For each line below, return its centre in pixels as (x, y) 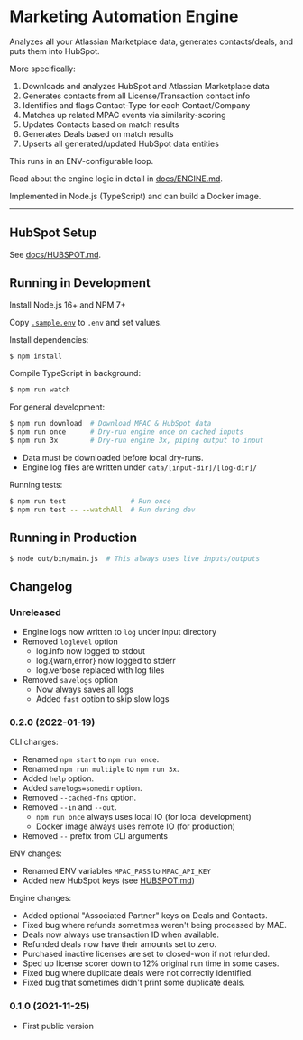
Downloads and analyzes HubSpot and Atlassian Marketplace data (146, 86)
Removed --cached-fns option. (79, 798)
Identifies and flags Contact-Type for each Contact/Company (136, 105)
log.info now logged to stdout (91, 651)
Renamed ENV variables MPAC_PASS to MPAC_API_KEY (117, 871)
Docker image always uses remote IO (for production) (136, 826)
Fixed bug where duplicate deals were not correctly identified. (138, 973)
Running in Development (80, 283)
